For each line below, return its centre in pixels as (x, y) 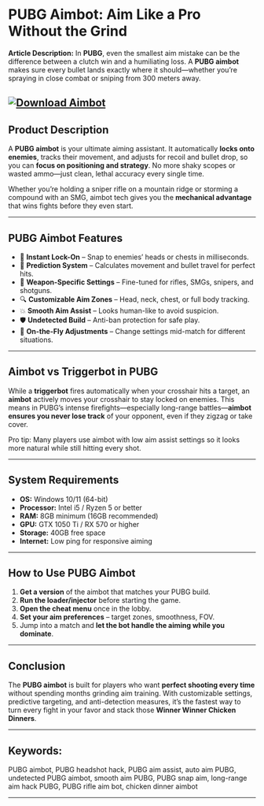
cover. (18, 424)
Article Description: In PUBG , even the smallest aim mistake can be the (124, 53)
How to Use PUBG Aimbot (72, 573)
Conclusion (37, 666)
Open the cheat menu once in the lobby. (85, 609)
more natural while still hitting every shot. (75, 448)
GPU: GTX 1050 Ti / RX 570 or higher (79, 524)
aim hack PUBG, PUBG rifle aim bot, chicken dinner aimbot (103, 786)
